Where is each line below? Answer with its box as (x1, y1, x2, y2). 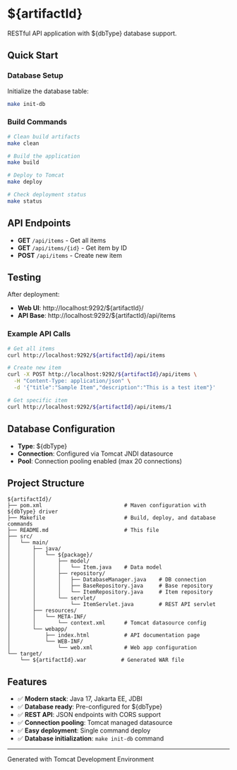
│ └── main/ (7, 539, 49, 546)
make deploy (7, 179, 42, 186)
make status (7, 197, 42, 205)
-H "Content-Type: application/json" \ (13, 377, 131, 385)
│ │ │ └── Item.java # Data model (7, 564, 162, 571)
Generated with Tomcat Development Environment (7, 755, 154, 764)
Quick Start (7, 49, 59, 61)
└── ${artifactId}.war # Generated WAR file (20, 656, 185, 664)
